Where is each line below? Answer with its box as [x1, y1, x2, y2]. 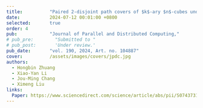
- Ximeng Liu [11, 82, 45, 88]
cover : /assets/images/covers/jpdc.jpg [6, 53, 131, 59]
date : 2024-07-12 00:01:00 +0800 [6, 14, 118, 20]
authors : [6, 59, 28, 65]
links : [6, 87, 23, 93]
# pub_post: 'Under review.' [6, 43, 96, 49]
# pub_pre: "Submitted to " [6, 37, 96, 43]
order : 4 [6, 25, 28, 32]
